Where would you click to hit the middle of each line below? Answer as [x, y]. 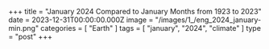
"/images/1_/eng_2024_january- [208, 20]
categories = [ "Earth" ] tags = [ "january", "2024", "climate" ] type [151, 28]
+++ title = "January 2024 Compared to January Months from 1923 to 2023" [135, 11]
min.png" [23, 28]
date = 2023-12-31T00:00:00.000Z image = [81, 20]
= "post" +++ [30, 36]
